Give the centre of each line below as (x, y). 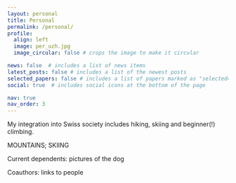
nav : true (22, 98)
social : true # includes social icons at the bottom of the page (106, 85)
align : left (31, 40)
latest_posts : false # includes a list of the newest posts (97, 72)
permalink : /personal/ (40, 27)
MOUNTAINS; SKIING (38, 145)
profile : (20, 33)
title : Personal (31, 20)
